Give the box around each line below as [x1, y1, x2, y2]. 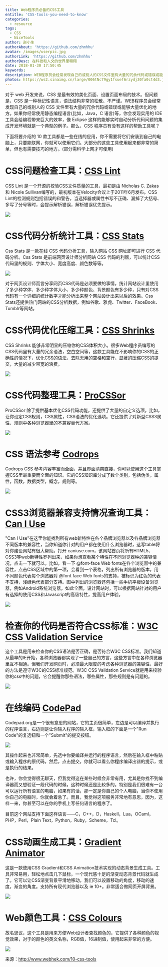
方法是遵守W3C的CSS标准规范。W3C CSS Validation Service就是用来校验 [9, 667, 162, 673]
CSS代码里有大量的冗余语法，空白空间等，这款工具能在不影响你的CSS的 [5, 348, 154, 354]
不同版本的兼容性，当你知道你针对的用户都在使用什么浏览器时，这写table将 [5, 541, 160, 548]
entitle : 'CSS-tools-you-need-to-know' [5, 12, 88, 17]
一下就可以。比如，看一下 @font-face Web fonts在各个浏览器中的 [22, 560, 157, 566]
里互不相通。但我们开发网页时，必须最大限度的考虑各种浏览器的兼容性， [5, 661, 154, 667]
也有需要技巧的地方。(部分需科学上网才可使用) [18, 146, 114, 152]
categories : [5, 17, 30, 22]
